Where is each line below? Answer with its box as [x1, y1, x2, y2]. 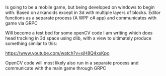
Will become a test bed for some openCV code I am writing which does [5, 30, 153, 35]
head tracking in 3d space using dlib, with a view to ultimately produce [5, 35, 152, 41]
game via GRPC [5, 20, 38, 26]
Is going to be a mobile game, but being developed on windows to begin [5, 4, 155, 10]
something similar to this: [5, 40, 57, 46]
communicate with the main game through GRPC [5, 65, 107, 71]
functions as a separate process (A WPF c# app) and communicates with [5, 15, 157, 20]
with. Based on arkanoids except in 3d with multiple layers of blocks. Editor [5, 9, 161, 15]
